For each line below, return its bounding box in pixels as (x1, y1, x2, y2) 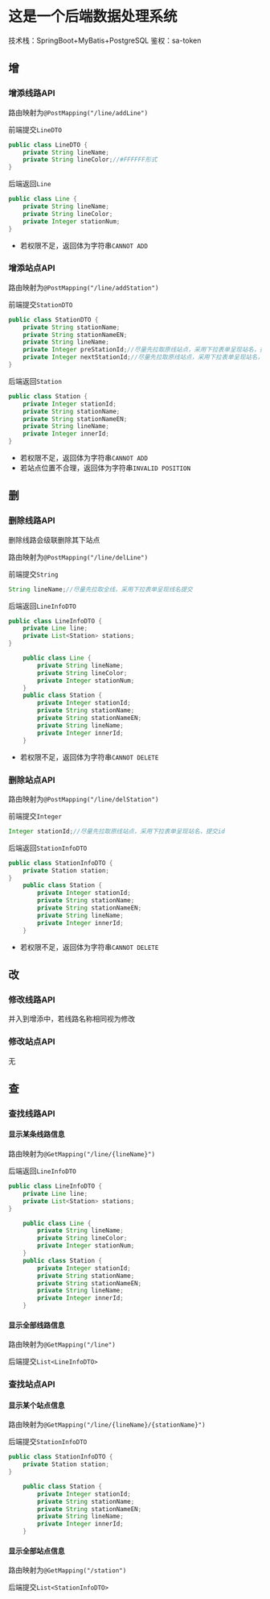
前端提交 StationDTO (8, 299, 73, 309)
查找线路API (8, 1108, 55, 1119)
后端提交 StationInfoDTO (8, 1437, 88, 1447)
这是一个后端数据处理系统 (8, 7, 178, 26)
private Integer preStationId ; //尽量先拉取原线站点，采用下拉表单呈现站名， (22, 346, 260, 354)
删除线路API (8, 515, 55, 527)
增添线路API (8, 88, 55, 99)
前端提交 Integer (8, 811, 63, 821)
